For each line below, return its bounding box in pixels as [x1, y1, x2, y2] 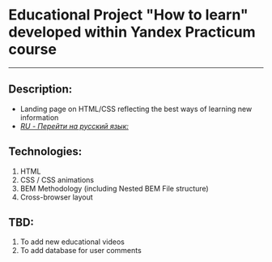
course [8, 41, 57, 58]
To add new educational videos [19, 237, 125, 247]
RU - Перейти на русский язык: [19, 121, 130, 131]
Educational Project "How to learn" [8, 6, 249, 24]
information [19, 112, 59, 122]
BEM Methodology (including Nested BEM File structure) [19, 183, 209, 193]
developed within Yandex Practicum [8, 23, 257, 41]
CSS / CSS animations [19, 174, 95, 184]
